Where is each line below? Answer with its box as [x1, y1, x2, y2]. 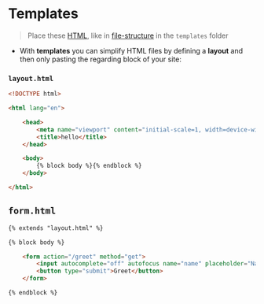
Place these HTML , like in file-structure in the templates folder [27, 31, 229, 40]
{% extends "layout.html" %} [8, 224, 104, 232]
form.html [8, 206, 57, 217]
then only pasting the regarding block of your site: [19, 54, 182, 64]
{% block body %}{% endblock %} [36, 162, 143, 170]
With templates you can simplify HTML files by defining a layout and [19, 46, 244, 55]
